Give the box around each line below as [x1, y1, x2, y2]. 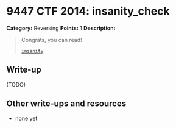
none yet [15, 115, 38, 122]
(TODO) [6, 80, 26, 88]
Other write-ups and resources [6, 99, 127, 109]
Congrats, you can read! [21, 36, 82, 43]
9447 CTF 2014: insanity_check [6, 4, 171, 18]
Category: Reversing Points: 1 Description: [6, 24, 116, 32]
